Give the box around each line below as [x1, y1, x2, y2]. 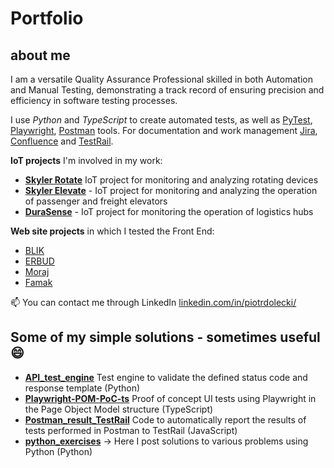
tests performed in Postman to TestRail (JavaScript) [24, 424, 238, 436]
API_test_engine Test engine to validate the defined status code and [24, 371, 308, 383]
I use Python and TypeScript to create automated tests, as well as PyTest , [10, 114, 313, 126]
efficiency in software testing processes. [10, 95, 178, 106]
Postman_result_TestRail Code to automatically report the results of [24, 413, 307, 426]
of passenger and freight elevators [24, 195, 168, 207]
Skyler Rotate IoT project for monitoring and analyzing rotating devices [24, 174, 319, 186]
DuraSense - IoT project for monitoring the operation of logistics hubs [24, 206, 314, 217]
